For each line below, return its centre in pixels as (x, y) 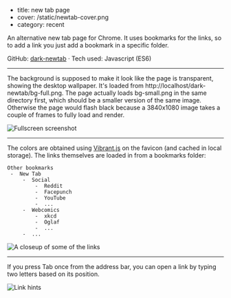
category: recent (41, 24)
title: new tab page (43, 10)
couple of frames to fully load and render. (66, 115)
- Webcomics (41, 210)
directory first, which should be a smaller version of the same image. (104, 100)
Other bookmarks (30, 168)
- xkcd (46, 216)
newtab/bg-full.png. (35, 93)
